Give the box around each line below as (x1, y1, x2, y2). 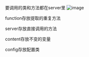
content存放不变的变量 (5, 36, 51, 42)
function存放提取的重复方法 (5, 15, 61, 21)
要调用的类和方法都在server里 (5, 5, 66, 10)
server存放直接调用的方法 (5, 26, 58, 31)
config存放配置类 (5, 47, 40, 52)
